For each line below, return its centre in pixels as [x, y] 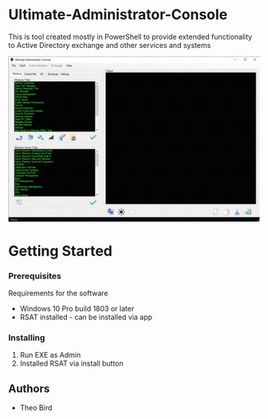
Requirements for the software [58, 293]
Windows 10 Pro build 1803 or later [77, 309]
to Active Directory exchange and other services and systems [110, 45]
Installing [27, 338]
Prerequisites [35, 276]
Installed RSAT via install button [71, 363]
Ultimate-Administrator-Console [118, 15]
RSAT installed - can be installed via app [86, 317]
